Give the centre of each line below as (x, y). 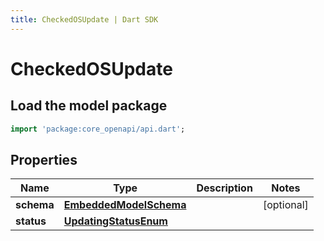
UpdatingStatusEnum (115, 221)
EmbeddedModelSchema (125, 205)
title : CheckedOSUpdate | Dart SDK (84, 19)
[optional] (285, 205)
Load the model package (89, 106)
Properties (44, 159)
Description (224, 188)
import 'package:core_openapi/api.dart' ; (98, 129)
